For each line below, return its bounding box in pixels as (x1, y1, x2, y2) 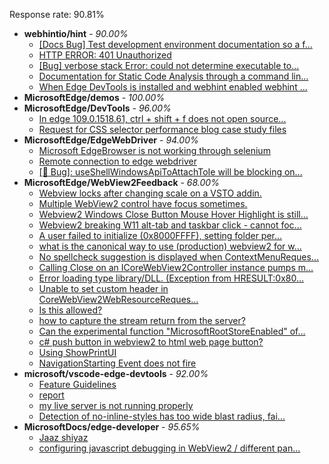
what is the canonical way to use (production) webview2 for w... (38, 240, 302, 252)
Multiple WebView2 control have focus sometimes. (38, 198, 248, 209)
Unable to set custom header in (38, 283, 169, 294)
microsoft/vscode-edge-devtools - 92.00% (23, 368, 209, 379)
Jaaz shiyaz (38, 432, 89, 443)
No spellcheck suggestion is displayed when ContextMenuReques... (38, 251, 319, 263)
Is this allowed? (38, 304, 103, 316)
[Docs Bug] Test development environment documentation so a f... (38, 39, 313, 50)
